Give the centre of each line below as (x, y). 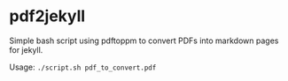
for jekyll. (26, 49)
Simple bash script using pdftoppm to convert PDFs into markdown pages (144, 40)
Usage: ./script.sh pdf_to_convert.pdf (83, 67)
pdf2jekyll (47, 16)
